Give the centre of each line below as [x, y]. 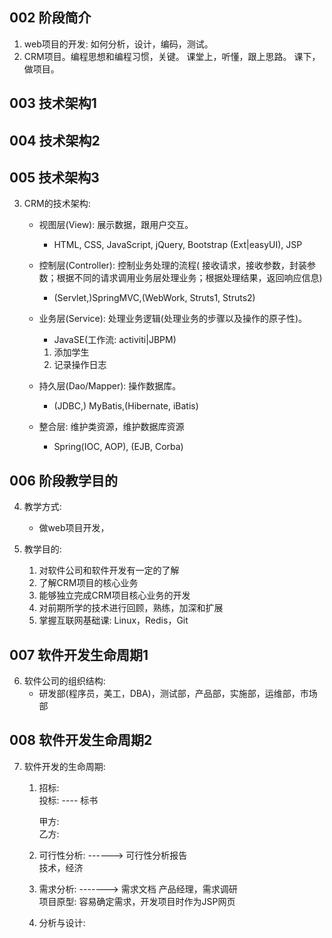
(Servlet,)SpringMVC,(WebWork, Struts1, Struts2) [154, 298]
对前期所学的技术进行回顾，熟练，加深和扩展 [131, 608]
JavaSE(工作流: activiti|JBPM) [115, 340]
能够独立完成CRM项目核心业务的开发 [114, 595]
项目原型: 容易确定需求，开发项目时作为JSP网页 [137, 901]
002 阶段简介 [50, 18]
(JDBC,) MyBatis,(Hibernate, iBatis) [126, 406]
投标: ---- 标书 [68, 800]
